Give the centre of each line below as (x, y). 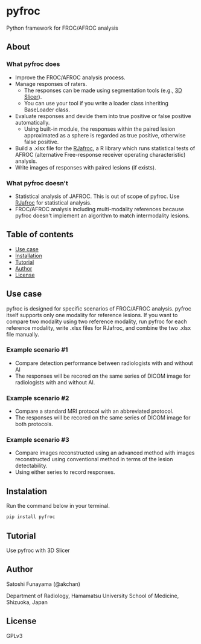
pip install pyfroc (31, 517)
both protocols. (34, 424)
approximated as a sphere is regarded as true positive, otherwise (105, 135)
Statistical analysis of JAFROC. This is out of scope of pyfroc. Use (97, 196)
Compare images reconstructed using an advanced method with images (105, 453)
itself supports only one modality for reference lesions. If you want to (92, 315)
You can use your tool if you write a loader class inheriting (96, 103)
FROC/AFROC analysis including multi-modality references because (99, 209)
